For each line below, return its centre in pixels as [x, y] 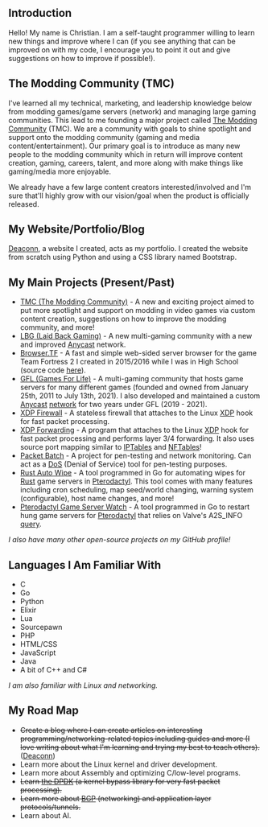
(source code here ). [53, 370]
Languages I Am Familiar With [85, 565]
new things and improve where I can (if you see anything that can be [122, 41]
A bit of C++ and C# [53, 670]
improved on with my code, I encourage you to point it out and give [120, 49]
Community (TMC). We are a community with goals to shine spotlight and [130, 129]
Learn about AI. [45, 815]
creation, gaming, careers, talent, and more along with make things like [126, 163]
